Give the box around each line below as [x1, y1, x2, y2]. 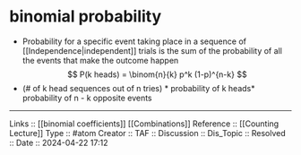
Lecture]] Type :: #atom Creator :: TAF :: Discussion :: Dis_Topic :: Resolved [9, 127, 286, 138]
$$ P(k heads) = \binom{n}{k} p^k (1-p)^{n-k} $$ [66, 69, 248, 80]
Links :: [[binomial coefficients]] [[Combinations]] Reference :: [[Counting [9, 118, 279, 129]
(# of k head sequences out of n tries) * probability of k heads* [21, 82, 255, 93]
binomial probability [9, 6, 162, 27]
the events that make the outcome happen [21, 55, 179, 65]
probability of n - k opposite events [21, 92, 152, 103]
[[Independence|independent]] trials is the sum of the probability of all [21, 45, 282, 56]
